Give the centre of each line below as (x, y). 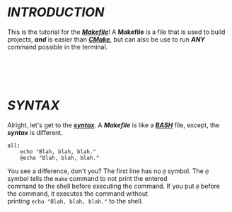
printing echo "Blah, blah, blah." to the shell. (75, 201)
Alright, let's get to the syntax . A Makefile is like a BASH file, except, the (114, 125)
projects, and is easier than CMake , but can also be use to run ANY (106, 39)
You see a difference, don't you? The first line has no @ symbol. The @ (108, 171)
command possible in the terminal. (58, 47)
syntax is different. (35, 132)
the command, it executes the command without (78, 193)
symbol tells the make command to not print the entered (87, 178)
